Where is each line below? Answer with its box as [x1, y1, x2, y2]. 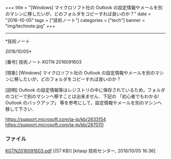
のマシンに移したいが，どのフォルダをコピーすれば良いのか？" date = [5, 11, 151, 17]
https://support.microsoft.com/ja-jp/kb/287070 [5, 122, 104, 127]
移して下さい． [5, 106, 37, 112]
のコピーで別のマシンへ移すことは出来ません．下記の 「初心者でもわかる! [5, 93, 159, 99]
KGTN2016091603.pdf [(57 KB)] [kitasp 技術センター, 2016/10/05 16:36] [5, 148, 156, 154]
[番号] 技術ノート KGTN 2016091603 [5, 59, 82, 65]
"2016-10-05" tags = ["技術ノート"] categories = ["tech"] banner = [5, 17, 145, 23]
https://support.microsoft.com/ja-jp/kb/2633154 [5, 116, 106, 122]
